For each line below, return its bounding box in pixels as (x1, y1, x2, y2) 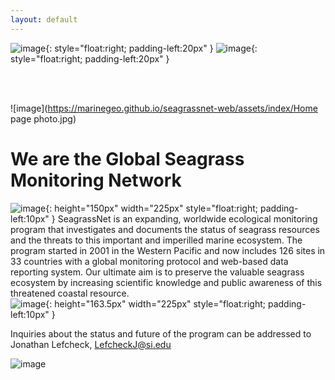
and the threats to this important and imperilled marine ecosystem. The (10, 234, 303, 246)
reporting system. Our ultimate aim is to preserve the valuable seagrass (10, 266, 305, 278)
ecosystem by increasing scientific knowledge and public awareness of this (10, 276, 323, 288)
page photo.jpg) (10, 112, 77, 125)
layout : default (10, 14, 78, 25)
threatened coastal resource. (10, 287, 130, 299)
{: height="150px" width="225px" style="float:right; (45, 202, 259, 214)
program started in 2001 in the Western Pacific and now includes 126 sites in (10, 244, 326, 256)
